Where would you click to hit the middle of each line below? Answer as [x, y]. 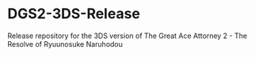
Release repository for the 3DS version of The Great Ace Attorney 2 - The [127, 36]
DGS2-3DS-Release [74, 14]
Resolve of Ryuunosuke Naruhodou [65, 44]
